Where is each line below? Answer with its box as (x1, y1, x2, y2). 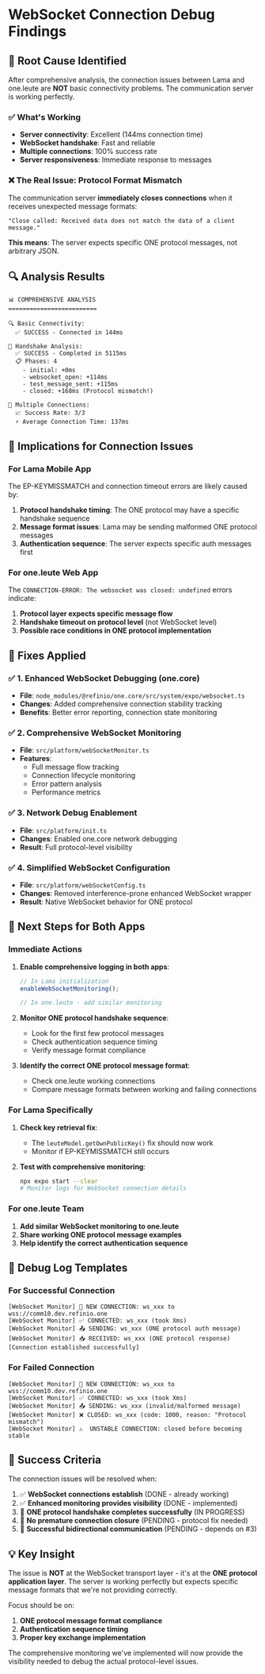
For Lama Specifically (8, 1105, 93, 1116)
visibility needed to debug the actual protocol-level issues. (8, 1657, 199, 1666)
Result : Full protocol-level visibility (19, 842, 133, 852)
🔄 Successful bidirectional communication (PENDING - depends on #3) (19, 1524, 257, 1534)
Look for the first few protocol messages (31, 1029, 165, 1038)
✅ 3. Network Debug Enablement (8, 807, 138, 818)
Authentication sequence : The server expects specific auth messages (19, 539, 252, 548)
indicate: (8, 594, 37, 603)
